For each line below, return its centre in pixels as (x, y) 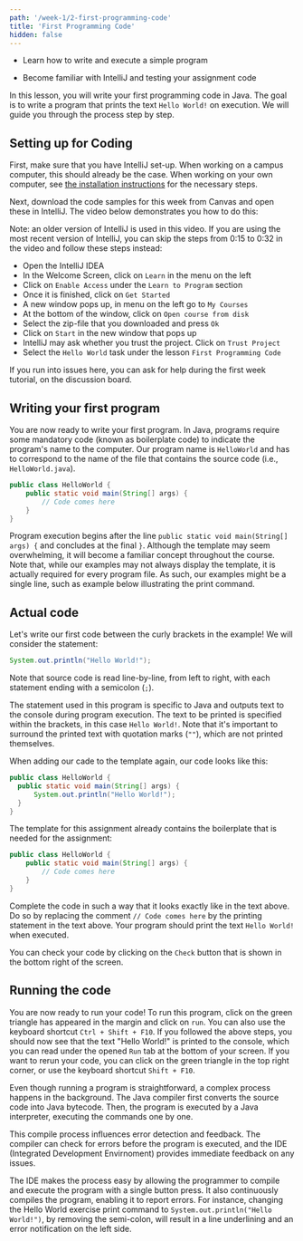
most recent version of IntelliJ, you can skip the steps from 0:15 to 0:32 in (146, 239)
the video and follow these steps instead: (86, 248)
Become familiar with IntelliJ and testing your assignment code (139, 78)
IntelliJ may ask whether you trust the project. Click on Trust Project (151, 343)
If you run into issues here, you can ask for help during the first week (138, 370)
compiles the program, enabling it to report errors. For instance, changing (146, 1199)
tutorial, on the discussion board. (71, 380)
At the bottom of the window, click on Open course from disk (136, 314)
